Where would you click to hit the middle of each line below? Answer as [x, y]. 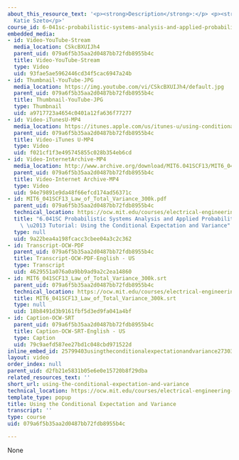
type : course [27, 417]
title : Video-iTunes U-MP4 [54, 139]
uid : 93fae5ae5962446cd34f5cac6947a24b [73, 73]
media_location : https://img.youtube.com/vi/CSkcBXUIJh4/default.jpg [119, 87]
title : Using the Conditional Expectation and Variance [92, 404]
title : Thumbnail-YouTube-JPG [58, 100]
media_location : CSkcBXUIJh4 [57, 47]
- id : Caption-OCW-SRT [41, 318]
